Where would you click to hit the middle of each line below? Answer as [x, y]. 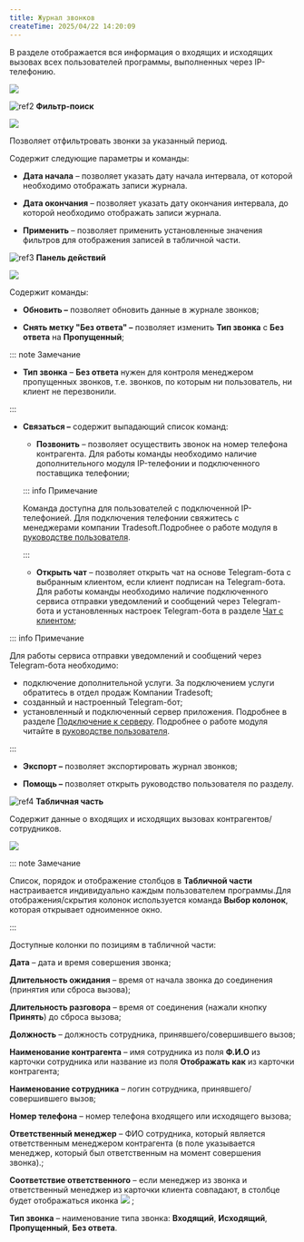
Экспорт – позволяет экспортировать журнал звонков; [130, 766]
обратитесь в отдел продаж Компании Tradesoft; [118, 692]
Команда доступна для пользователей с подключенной [131, 508]
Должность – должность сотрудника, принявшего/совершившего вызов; [152, 1034]
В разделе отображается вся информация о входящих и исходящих [142, 52]
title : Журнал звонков [52, 18]
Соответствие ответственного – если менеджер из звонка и [128, 1179]
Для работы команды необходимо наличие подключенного [152, 592]
